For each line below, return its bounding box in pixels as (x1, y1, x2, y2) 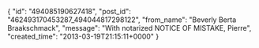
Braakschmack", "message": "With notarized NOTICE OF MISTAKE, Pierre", (7, 24, 252, 32)
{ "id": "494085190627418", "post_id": (7, 7, 131, 16)
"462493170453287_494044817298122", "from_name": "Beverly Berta (7, 15, 237, 24)
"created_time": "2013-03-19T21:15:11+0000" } (7, 31, 160, 41)
